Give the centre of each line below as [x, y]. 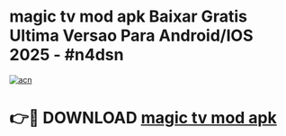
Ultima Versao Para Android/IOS [131, 36]
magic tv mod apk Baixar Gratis [128, 17]
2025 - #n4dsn [67, 55]
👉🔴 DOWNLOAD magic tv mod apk [143, 118]
